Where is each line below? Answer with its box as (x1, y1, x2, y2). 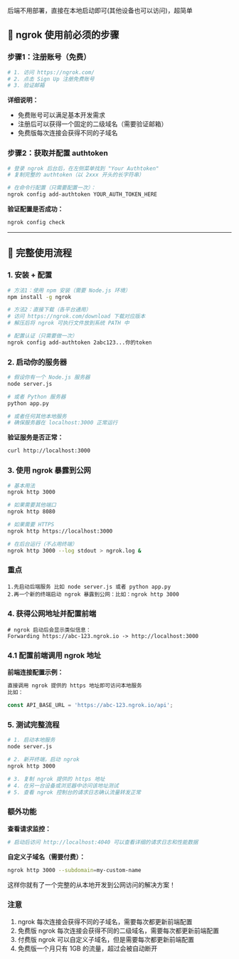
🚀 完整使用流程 (7, 247, 73, 259)
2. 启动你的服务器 (7, 357, 68, 367)
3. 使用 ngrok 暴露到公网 (7, 466, 91, 476)
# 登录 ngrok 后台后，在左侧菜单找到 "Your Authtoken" (7, 164, 159, 172)
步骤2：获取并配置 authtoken (7, 148, 108, 158)
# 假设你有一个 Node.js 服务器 (7, 374, 90, 381)
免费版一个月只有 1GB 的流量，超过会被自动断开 (17, 944, 158, 953)
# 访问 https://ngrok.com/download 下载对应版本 (7, 313, 146, 320)
